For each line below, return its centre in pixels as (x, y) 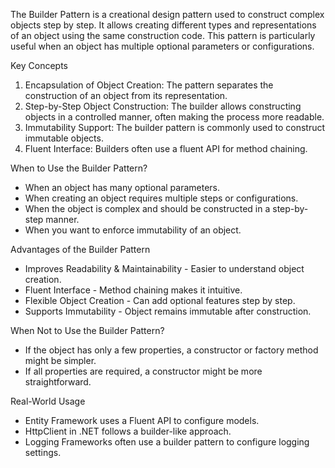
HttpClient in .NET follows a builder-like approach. (128, 431)
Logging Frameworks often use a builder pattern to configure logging (167, 442)
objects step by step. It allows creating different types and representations (163, 25)
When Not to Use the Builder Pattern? (87, 330)
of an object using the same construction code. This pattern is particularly (163, 35)
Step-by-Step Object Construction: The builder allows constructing (163, 106)
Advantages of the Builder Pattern (80, 249)
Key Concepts (39, 65)
